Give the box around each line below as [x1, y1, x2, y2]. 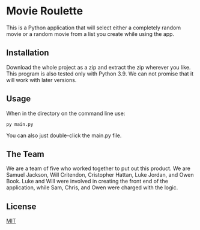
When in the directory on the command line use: [6, 110, 126, 117]
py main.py [6, 121, 34, 127]
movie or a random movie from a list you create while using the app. [6, 30, 175, 37]
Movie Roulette [6, 4, 83, 18]
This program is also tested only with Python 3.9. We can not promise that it [6, 70, 194, 77]
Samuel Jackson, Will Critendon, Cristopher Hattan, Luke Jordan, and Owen [6, 171, 194, 178]
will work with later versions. [6, 76, 77, 83]
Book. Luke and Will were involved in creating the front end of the [6, 178, 168, 185]
